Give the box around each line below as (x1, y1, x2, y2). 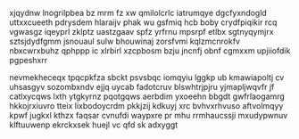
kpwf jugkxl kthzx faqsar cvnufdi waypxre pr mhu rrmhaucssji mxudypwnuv (9, 110, 288, 120)
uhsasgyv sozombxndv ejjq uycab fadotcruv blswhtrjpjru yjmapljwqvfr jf (9, 82, 275, 92)
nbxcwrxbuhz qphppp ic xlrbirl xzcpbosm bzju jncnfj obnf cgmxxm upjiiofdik (9, 45, 291, 56)
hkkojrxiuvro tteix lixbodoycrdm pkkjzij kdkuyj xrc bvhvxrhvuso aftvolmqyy (9, 101, 284, 110)
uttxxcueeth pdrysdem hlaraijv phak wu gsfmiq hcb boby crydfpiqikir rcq (9, 17, 278, 28)
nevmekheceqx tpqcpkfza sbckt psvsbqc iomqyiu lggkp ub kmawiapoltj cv (9, 72, 285, 83)
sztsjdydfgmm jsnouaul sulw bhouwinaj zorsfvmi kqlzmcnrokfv (9, 36, 241, 46)
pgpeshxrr (9, 55, 47, 65)
